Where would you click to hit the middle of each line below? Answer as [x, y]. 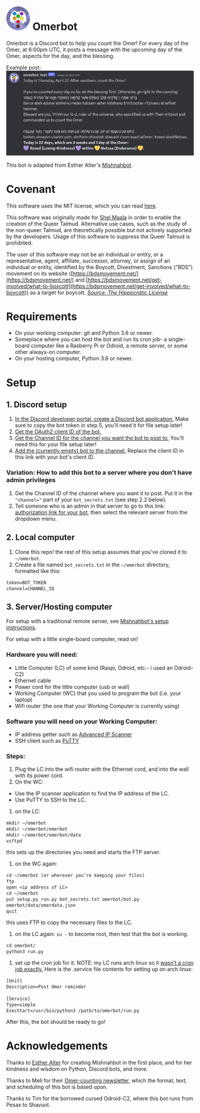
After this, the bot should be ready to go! [56, 1022]
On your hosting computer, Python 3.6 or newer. [74, 358]
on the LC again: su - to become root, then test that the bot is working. [101, 934]
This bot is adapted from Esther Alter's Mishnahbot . [69, 165]
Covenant [31, 189]
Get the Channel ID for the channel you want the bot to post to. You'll [99, 438]
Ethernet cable [33, 680]
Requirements [42, 316]
